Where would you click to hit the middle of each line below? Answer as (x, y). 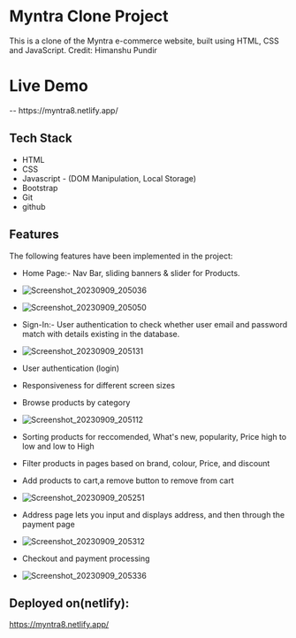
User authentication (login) (71, 368)
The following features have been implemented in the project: (121, 256)
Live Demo (49, 86)
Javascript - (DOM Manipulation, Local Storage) (109, 178)
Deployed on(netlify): (69, 603)
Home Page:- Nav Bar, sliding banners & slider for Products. (131, 273)
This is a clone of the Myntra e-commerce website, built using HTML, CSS (144, 41)
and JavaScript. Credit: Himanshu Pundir (83, 50)
